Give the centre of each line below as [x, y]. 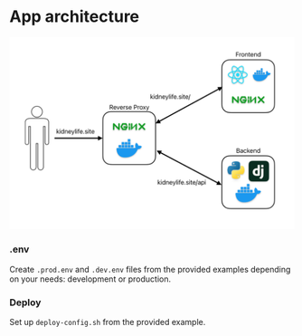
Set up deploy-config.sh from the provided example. [108, 322]
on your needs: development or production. [90, 279]
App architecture [75, 17]
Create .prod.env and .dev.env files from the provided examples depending [150, 269]
